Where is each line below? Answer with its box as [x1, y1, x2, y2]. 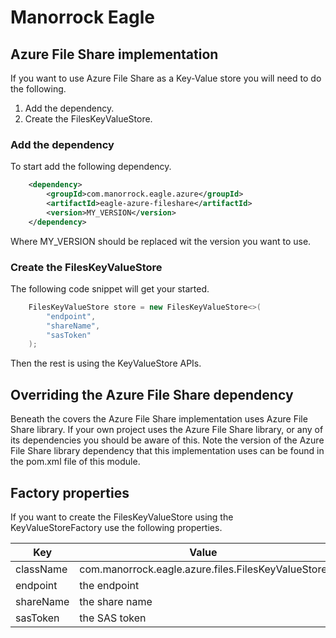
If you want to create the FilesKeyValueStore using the [10, 511, 234, 523]
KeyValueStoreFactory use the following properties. [10, 521, 223, 533]
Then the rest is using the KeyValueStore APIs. [10, 357, 202, 370]
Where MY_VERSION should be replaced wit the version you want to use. [10, 235, 312, 247]
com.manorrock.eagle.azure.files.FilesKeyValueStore [79, 562, 328, 576]
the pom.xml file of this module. [10, 456, 141, 468]
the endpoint [79, 578, 140, 592]
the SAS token [79, 611, 147, 625]
